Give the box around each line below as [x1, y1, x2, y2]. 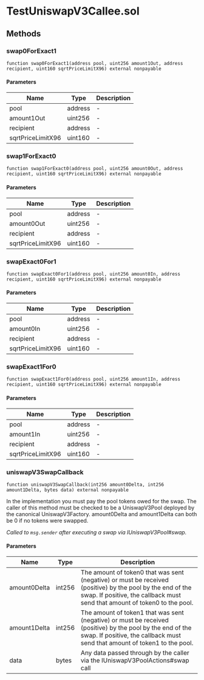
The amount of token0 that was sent [81, 568, 184, 577]
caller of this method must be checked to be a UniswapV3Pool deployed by [6, 504, 195, 511]
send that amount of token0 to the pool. [81, 599, 194, 607]
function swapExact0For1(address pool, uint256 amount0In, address [6, 271, 181, 277]
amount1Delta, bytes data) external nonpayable [6, 487, 129, 493]
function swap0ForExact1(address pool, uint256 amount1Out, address [6, 60, 183, 66]
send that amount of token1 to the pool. [81, 639, 194, 647]
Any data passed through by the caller [81, 648, 189, 657]
